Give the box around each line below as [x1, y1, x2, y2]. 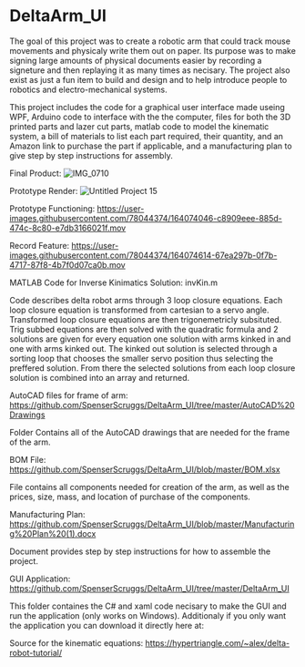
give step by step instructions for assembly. [9, 149, 173, 160]
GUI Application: [9, 573, 71, 584]
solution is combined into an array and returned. [9, 372, 190, 383]
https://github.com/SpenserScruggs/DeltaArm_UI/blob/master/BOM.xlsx [9, 464, 280, 475]
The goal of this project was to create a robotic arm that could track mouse [9, 36, 291, 46]
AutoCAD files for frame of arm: [9, 389, 129, 401]
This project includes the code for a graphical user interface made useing [9, 101, 285, 112]
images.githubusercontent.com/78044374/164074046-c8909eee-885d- [9, 212, 282, 223]
